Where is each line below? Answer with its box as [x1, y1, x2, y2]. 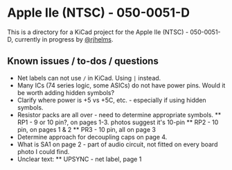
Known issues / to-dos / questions [7, 56, 159, 67]
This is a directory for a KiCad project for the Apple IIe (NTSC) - [7, 28, 189, 36]
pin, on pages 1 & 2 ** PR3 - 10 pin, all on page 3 [17, 125, 156, 133]
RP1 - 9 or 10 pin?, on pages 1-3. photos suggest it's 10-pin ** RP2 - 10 [17, 118, 219, 126]
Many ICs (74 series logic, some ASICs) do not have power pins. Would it [17, 81, 226, 90]
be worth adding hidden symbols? [17, 88, 115, 96]
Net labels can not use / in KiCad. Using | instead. [17, 74, 161, 82]
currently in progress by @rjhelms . [15, 35, 114, 43]
